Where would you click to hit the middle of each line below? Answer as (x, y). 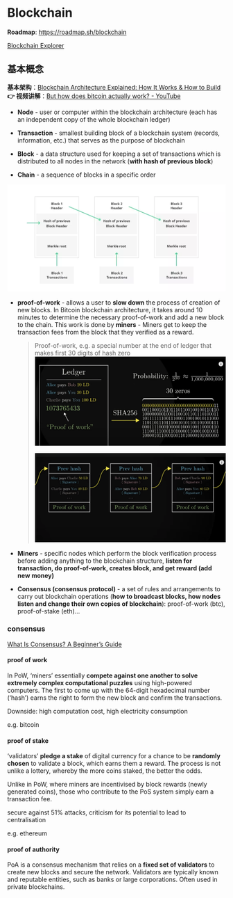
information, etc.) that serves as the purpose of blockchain (101, 140)
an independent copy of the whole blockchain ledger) (94, 119)
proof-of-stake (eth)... (49, 611)
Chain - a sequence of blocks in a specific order (86, 175)
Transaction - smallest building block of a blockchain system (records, (119, 133)
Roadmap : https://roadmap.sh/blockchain (67, 32)
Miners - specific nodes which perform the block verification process (117, 553)
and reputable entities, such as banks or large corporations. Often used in (112, 880)
